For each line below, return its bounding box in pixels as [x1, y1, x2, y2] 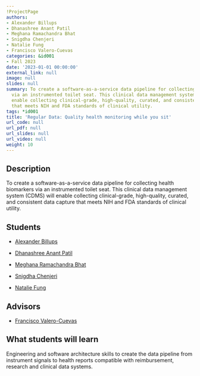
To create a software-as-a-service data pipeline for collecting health [6, 179, 174, 187]
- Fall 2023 [6, 58, 36, 64]
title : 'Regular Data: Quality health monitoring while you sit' [6, 114, 171, 120]
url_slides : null [6, 130, 49, 137]
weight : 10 [6, 141, 33, 148]
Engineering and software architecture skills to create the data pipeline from [6, 350, 193, 358]
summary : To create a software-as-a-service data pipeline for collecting [6, 86, 196, 92]
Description [6, 164, 51, 174]
